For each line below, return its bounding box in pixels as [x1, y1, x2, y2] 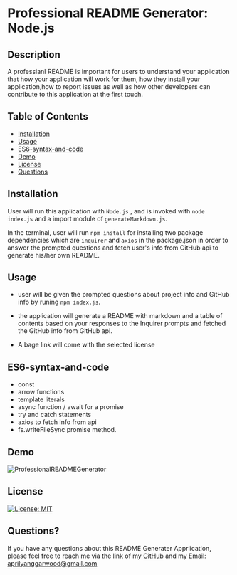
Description [7, 48, 60, 60]
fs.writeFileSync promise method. [17, 426, 117, 434]
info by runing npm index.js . [17, 297, 101, 307]
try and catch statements [17, 411, 92, 419]
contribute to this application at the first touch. [7, 90, 144, 98]
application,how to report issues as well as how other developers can [7, 83, 211, 90]
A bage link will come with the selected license [17, 340, 155, 349]
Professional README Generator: [7, 5, 209, 21]
